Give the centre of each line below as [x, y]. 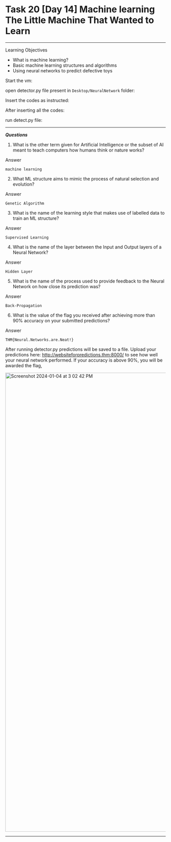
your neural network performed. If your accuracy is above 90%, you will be [84, 360]
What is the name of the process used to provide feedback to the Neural [88, 281]
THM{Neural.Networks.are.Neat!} [39, 340]
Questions [17, 135]
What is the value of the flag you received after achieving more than [84, 315]
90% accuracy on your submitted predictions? [61, 320]
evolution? [23, 184]
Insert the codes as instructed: [37, 100]
